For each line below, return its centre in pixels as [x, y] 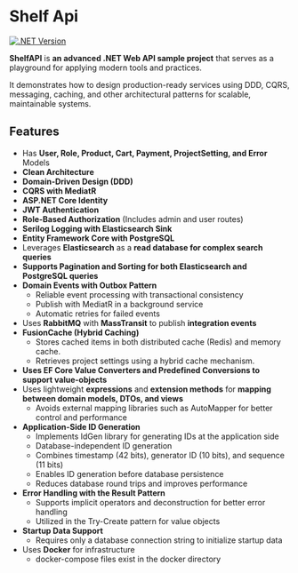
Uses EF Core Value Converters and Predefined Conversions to [141, 370]
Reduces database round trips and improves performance [141, 483]
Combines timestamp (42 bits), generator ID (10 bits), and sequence [160, 455]
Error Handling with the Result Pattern [94, 493]
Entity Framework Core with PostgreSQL [98, 238]
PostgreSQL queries [60, 275]
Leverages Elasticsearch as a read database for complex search [143, 247]
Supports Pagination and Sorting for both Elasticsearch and [134, 266]
